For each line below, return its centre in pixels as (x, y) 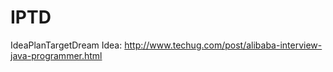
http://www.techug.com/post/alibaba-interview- (223, 45)
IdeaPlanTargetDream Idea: (66, 45)
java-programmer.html (56, 55)
